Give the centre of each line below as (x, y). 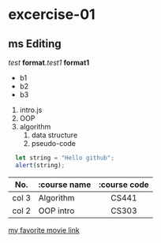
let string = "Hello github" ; (65, 158)
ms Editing (35, 44)
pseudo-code (54, 143)
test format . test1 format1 (49, 62)
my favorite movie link (44, 230)
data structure (54, 135)
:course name (65, 185)
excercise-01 (52, 15)
